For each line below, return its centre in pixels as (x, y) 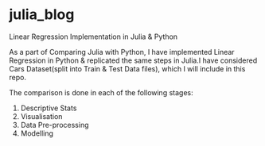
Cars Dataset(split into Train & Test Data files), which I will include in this (127, 68)
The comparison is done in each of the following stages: (101, 92)
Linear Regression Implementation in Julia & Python (94, 36)
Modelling (37, 133)
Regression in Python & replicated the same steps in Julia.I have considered (133, 60)
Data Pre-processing (55, 125)
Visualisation (41, 116)
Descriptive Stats (49, 108)
